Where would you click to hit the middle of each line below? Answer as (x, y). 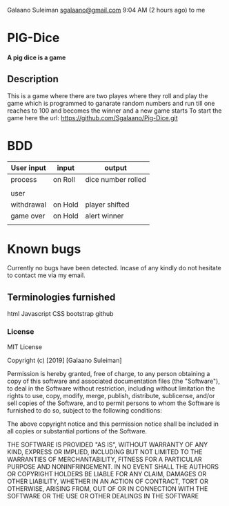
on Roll (64, 179)
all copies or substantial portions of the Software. (77, 431)
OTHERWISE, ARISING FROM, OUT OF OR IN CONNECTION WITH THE (108, 488)
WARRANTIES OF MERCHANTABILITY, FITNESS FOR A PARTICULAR (104, 459)
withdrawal (29, 205)
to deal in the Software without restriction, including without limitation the (111, 388)
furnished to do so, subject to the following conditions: (84, 410)
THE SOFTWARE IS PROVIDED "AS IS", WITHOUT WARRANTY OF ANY (108, 444)
